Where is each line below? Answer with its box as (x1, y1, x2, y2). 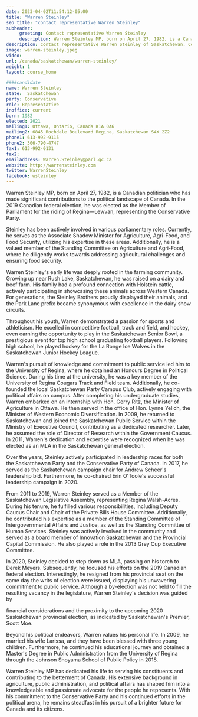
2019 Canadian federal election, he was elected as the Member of (6, 202, 166, 208)
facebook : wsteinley (6, 173, 57, 179)
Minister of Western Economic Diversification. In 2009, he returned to (6, 411, 175, 418)
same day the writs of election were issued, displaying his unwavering (6, 577, 177, 584)
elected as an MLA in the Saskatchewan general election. (6, 442, 146, 449)
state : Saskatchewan (6, 91, 60, 97)
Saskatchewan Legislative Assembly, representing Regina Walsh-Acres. (6, 497, 180, 503)
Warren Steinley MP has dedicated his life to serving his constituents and (6, 668, 184, 674)
